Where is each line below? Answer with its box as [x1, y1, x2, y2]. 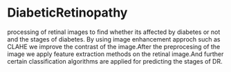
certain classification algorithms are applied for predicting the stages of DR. [7, 57, 223, 65]
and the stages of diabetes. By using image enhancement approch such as [7, 35, 221, 43]
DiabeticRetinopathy [7, 5, 128, 21]
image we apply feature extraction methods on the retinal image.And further [7, 50, 224, 58]
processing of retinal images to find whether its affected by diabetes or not [7, 28, 221, 36]
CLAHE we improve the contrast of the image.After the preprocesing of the [7, 42, 221, 51]
